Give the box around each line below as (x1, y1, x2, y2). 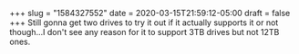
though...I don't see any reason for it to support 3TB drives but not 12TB (9, 27, 280, 37)
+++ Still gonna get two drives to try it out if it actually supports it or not (9, 17, 279, 28)
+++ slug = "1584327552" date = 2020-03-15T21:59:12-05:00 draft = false (9, 8, 291, 18)
